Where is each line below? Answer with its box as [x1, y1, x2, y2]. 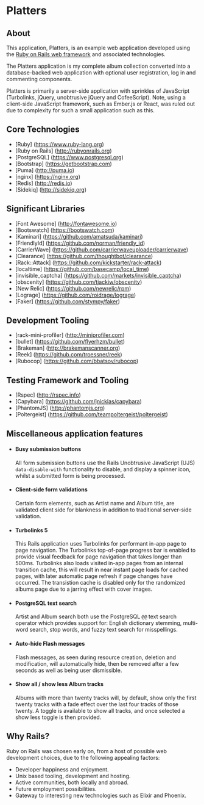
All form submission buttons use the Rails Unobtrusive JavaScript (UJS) [15, 459, 195, 466]
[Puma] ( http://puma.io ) [15, 166, 75, 174]
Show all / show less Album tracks [15, 680, 104, 688]
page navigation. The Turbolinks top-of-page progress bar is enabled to [15, 547, 196, 554]
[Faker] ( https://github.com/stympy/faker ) [15, 297, 121, 305]
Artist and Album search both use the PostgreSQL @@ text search [15, 613, 177, 620]
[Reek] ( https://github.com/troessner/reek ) [15, 351, 123, 358]
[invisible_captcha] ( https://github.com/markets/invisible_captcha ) [15, 272, 181, 279]
